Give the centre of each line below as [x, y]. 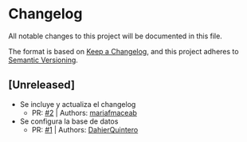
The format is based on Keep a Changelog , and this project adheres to [123, 51]
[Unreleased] [42, 85]
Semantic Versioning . [43, 60]
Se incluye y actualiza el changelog [78, 104]
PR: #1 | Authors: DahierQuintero [85, 129]
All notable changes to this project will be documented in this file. [116, 36]
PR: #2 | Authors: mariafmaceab [84, 112]
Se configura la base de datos [69, 121]
